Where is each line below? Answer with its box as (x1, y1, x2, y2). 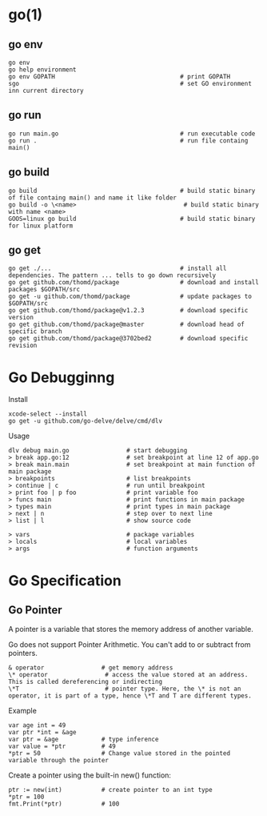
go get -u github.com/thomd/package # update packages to (8, 292, 252, 301)
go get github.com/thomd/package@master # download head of (8, 320, 245, 329)
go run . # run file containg (8, 136, 249, 145)
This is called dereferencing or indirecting (8, 678, 162, 686)
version (8, 314, 34, 322)
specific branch (8, 328, 62, 336)
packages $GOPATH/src (8, 286, 81, 294)
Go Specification (8, 571, 122, 589)
